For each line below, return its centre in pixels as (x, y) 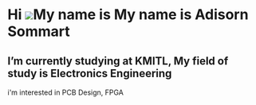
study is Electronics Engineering (90, 73)
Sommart (39, 31)
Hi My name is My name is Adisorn (128, 15)
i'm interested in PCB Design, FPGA (66, 92)
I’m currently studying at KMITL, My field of (118, 61)
